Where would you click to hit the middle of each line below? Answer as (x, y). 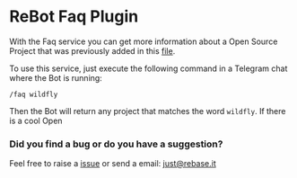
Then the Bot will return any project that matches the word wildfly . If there (148, 111)
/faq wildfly (34, 94)
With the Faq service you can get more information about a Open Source (144, 41)
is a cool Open (36, 120)
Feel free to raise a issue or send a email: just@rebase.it (113, 164)
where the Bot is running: (56, 77)
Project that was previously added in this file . (92, 50)
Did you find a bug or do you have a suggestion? (116, 144)
